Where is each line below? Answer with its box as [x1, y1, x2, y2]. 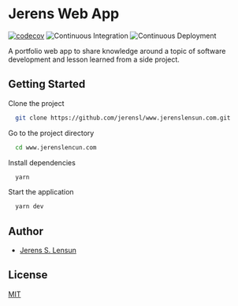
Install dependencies [8, 157, 76, 167]
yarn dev [15, 202, 44, 210]
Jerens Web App [8, 5, 120, 23]
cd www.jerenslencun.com [15, 143, 97, 151]
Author [8, 225, 43, 238]
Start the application [8, 187, 74, 197]
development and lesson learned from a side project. [8, 55, 180, 64]
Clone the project [8, 98, 65, 108]
